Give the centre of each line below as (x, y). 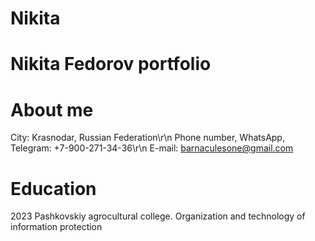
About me (52, 109)
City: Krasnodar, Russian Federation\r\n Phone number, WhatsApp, (147, 138)
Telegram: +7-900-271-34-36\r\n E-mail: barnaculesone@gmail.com (152, 148)
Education (53, 188)
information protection (56, 227)
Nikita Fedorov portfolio (111, 64)
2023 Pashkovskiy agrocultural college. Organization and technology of (158, 216)
